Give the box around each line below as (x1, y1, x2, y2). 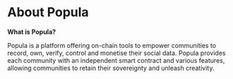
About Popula (7, 4, 90, 20)
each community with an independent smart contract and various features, (7, 56, 225, 64)
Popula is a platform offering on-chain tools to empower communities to (7, 41, 217, 49)
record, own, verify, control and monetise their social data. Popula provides (7, 49, 226, 57)
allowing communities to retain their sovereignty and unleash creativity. (7, 63, 215, 72)
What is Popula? (7, 28, 56, 36)
